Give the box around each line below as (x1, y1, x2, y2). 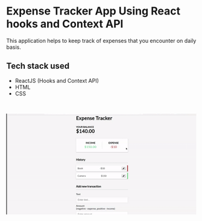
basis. (6, 43, 21, 51)
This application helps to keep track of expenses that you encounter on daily (6, 37, 197, 44)
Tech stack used (6, 61, 70, 71)
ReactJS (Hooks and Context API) (14, 77, 99, 84)
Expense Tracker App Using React (6, 4, 181, 18)
